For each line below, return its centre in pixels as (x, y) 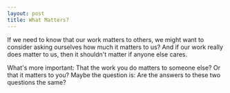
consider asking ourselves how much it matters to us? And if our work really (115, 47)
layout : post (26, 13)
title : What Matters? (38, 20)
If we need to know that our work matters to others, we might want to (106, 39)
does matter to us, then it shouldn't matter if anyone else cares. (97, 54)
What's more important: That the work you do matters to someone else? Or (114, 68)
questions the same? (37, 82)
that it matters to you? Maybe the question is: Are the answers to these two (114, 75)
